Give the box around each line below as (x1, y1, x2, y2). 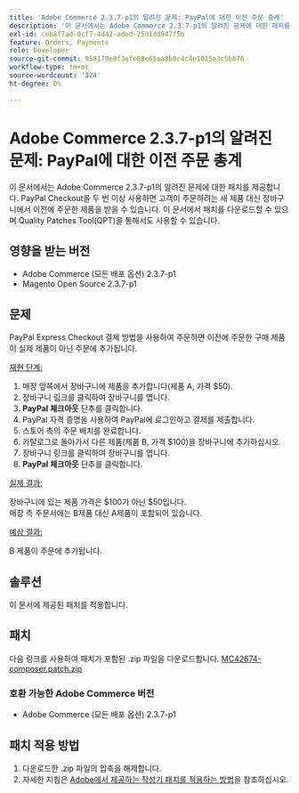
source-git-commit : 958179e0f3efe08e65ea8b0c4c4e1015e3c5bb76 (9, 54, 245, 63)
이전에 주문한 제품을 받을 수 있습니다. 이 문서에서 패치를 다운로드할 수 (32, 204, 273, 214)
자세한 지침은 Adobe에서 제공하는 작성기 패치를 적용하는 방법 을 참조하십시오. (21, 773, 289, 784)
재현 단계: (9, 362, 43, 373)
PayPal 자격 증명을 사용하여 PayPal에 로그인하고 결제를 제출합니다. (21, 415, 255, 425)
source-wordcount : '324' (9, 71, 101, 80)
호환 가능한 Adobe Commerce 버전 (9, 687, 155, 700)
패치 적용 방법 (9, 738, 80, 753)
